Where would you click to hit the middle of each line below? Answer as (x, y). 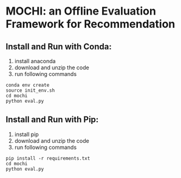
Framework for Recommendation (90, 24)
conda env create (28, 85)
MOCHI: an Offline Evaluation (81, 11)
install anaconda (35, 61)
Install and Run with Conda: (59, 46)
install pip (26, 134)
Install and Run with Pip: (52, 120)
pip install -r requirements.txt (48, 158)
